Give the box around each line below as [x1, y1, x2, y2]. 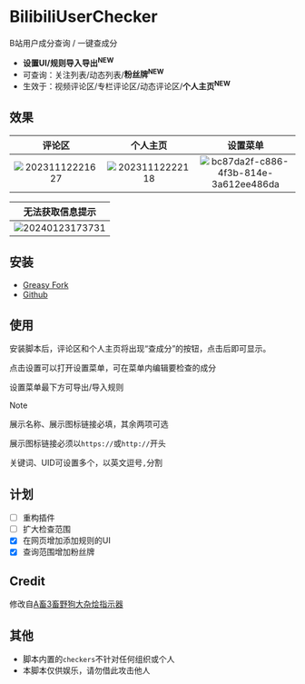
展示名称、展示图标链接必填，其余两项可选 [9, 419, 169, 430]
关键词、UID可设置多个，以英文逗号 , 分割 [9, 457, 163, 469]
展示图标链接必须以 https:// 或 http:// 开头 [9, 438, 166, 449]
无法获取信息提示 [23, 205, 97, 218]
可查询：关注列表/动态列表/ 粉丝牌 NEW [22, 67, 164, 80]
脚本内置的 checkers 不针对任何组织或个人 [22, 654, 175, 665]
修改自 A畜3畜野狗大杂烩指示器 [9, 599, 124, 610]
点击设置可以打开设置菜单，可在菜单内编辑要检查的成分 [9, 362, 216, 373]
